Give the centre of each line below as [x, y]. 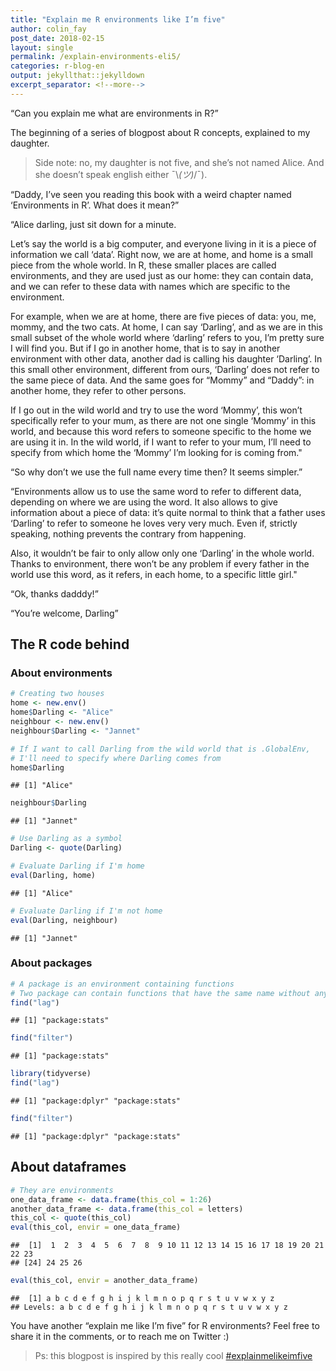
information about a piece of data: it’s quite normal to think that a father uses [168, 512]
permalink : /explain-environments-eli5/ [96, 57]
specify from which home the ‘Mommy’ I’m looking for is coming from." [156, 452]
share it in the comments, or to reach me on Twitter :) [120, 1337]
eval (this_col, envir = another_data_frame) [104, 1281]
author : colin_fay [48, 29]
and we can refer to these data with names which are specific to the [150, 286]
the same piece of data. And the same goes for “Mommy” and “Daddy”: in [162, 380]
